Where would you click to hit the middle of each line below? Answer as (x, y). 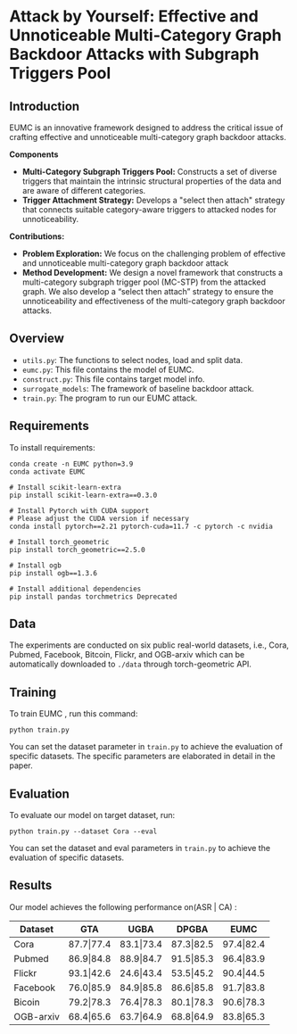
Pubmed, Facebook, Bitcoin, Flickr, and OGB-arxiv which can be (127, 655)
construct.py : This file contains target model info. (113, 379)
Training (33, 692)
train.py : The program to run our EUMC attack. (110, 398)
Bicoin (27, 1002)
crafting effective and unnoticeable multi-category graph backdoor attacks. (148, 137)
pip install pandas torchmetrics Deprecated (93, 596)
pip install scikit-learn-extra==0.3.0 (83, 495)
